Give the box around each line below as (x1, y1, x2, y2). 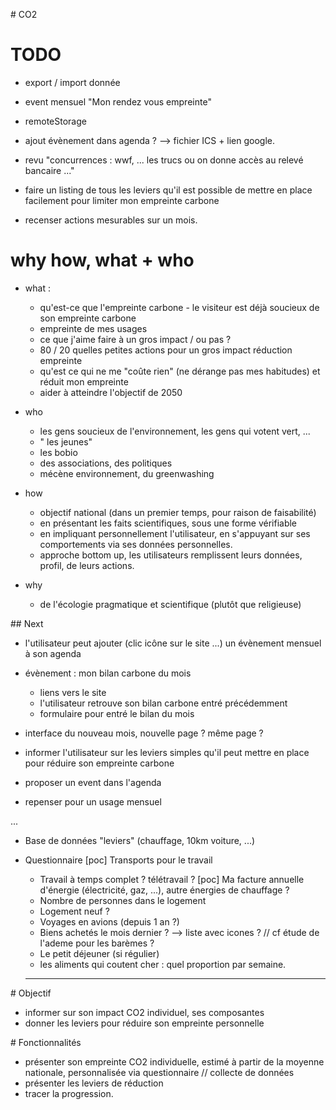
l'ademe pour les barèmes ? (39, 937, 155, 949)
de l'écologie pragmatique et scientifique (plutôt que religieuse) (39, 598, 302, 610)
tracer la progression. (24, 1087, 114, 1099)
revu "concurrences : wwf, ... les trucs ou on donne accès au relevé (24, 154, 304, 166)
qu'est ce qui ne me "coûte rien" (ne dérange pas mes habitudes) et (39, 365, 321, 377)
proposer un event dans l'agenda (24, 776, 162, 788)
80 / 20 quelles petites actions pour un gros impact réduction (39, 344, 293, 356)
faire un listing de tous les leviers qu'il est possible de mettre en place (24, 184, 313, 196)
